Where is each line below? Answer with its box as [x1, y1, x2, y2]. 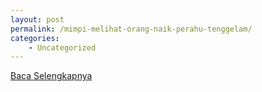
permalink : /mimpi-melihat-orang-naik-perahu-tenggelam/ [10, 24, 253, 34]
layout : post [10, 14, 65, 25]
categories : [10, 33, 60, 43]
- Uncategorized [28, 42, 97, 53]
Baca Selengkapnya [10, 70, 93, 82]
